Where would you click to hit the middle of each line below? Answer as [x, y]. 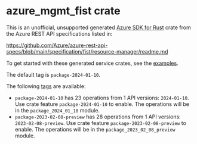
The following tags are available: [46, 86]
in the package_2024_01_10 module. [57, 110]
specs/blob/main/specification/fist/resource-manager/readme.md [87, 51]
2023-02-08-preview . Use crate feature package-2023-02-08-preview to [101, 123]
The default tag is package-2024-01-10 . [53, 74]
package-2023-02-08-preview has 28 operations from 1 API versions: [98, 117]
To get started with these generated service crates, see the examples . [92, 63]
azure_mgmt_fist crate [63, 11]
